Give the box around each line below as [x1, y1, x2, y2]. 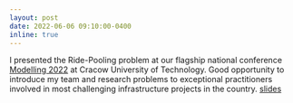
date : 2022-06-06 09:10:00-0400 [9, 22, 132, 31]
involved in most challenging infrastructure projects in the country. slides [9, 83, 282, 95]
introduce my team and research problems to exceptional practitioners [9, 74, 273, 85]
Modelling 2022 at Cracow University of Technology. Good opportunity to [9, 64, 285, 75]
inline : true [9, 30, 59, 39]
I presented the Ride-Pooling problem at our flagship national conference [9, 55, 283, 66]
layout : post [9, 13, 59, 23]
